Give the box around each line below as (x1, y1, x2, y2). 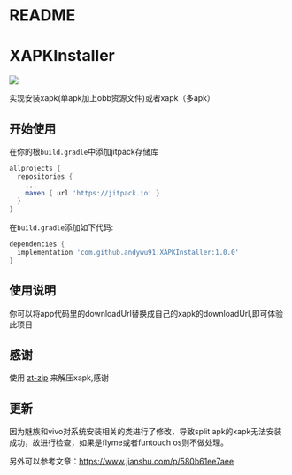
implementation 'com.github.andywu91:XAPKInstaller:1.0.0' (17, 249, 240, 257)
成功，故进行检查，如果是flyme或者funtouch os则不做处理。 (9, 437, 228, 448)
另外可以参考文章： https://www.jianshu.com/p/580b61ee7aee (9, 456, 234, 467)
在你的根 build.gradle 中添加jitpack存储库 (9, 146, 159, 157)
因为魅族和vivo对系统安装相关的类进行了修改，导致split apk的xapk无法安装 (9, 426, 282, 437)
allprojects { (9, 164, 62, 172)
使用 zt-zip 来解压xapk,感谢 (9, 372, 109, 383)
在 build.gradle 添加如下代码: (9, 222, 113, 233)
